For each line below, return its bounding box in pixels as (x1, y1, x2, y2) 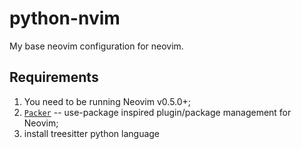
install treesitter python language (23, 127, 161, 139)
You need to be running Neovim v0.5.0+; (23, 95, 192, 107)
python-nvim (9, 7, 121, 30)
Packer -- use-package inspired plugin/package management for (23, 106, 292, 118)
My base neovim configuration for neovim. (9, 40, 184, 52)
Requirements (9, 69, 99, 86)
